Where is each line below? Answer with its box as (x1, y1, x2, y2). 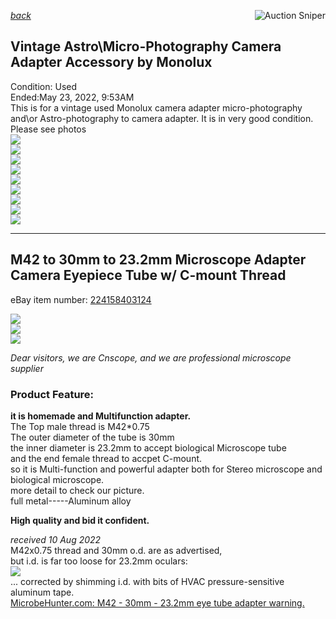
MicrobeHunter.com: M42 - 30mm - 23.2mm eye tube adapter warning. (10, 596, 305, 609)
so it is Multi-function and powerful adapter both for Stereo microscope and (10, 463, 323, 475)
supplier (10, 362, 44, 374)
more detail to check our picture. (10, 484, 145, 496)
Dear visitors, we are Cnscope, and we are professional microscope (10, 351, 292, 364)
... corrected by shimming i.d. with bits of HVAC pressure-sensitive (10, 575, 285, 587)
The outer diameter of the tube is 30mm (10, 431, 175, 443)
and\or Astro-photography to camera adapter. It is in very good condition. (10, 112, 314, 124)
